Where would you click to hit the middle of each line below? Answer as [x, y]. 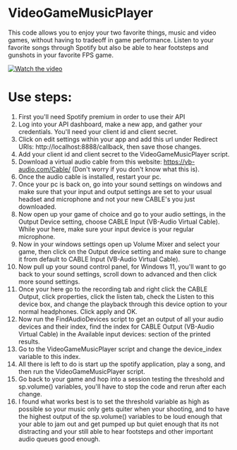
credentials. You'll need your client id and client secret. [98, 131]
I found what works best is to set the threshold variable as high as [114, 401]
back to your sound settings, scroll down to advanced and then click [117, 274]
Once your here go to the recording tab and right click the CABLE [113, 289]
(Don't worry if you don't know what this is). [136, 169]
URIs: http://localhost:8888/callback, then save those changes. [110, 147]
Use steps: [40, 97]
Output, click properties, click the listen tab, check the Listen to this [116, 296]
